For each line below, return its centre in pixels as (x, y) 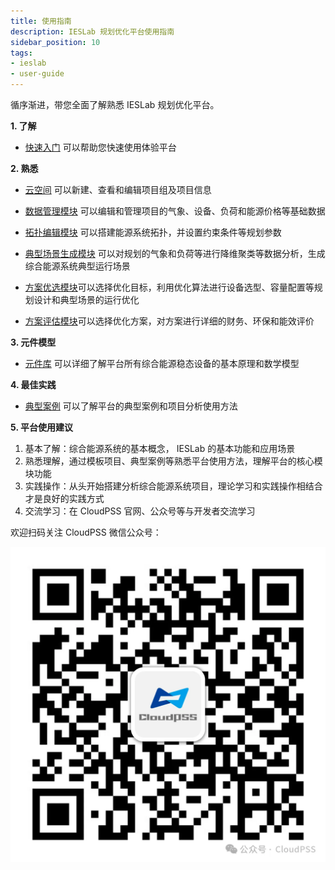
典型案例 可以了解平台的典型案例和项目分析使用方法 (131, 406)
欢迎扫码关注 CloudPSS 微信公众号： (86, 532)
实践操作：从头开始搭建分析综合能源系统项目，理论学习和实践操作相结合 (173, 486)
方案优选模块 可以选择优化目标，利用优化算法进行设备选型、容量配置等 (169, 287)
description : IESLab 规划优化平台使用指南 (92, 31)
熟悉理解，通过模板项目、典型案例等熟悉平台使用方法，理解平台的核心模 (173, 461)
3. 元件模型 (33, 342)
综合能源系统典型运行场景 (77, 266)
